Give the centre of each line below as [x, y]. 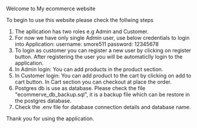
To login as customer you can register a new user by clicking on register [103, 50]
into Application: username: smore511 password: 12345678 [87, 44]
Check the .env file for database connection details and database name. [103, 107]
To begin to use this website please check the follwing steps [80, 20]
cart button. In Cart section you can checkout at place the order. [93, 82]
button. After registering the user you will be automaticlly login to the [99, 57]
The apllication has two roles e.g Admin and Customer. [82, 31]
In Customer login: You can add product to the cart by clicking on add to [103, 76]
